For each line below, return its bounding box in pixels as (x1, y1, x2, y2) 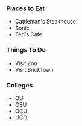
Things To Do (6, 46, 46, 54)
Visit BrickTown (14, 66, 54, 73)
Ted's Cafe (14, 31, 43, 38)
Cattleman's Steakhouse (14, 18, 77, 25)
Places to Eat (6, 4, 45, 13)
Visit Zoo (14, 59, 37, 67)
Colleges (6, 81, 33, 89)
